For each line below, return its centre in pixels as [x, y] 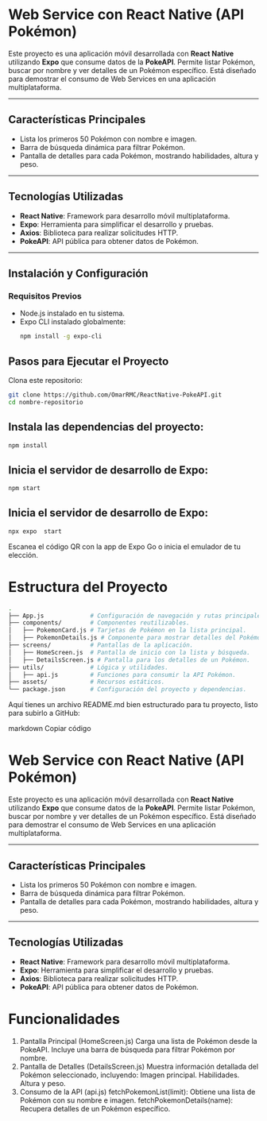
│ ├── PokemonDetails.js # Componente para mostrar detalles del [122, 638]
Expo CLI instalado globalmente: [72, 322]
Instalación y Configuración [78, 273]
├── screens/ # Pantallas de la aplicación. [101, 645]
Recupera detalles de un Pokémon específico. [95, 1108]
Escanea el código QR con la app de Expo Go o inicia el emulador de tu [124, 547]
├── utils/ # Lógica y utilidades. [89, 667]
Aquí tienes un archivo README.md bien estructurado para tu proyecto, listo [133, 705]
